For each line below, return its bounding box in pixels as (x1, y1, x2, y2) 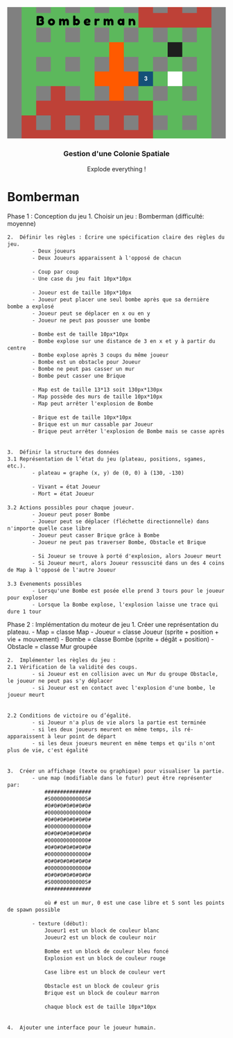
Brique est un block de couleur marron (44, 989, 159, 996)
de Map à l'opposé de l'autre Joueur (7, 566, 116, 573)
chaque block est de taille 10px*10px (44, 1003, 157, 1010)
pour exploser (7, 594, 49, 601)
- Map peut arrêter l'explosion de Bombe (32, 400, 154, 407)
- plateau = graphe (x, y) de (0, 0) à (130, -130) (32, 469, 185, 476)
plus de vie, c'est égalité (7, 747, 89, 754)
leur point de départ (53, 733, 116, 740)
